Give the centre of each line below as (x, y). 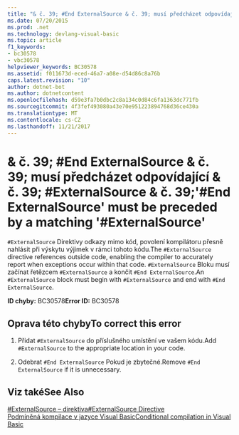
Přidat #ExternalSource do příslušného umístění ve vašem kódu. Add (117, 341)
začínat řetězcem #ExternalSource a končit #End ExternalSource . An (106, 272)
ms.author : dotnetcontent (46, 93)
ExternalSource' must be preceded (113, 207)
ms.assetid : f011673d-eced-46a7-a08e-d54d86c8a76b (84, 73)
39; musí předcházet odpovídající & (114, 177)
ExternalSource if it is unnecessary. (69, 370)
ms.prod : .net (28, 27)
